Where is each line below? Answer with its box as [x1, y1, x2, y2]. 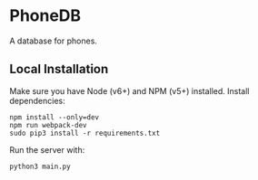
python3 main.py [9, 162, 71, 171]
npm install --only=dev [9, 112, 100, 122]
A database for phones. [9, 35, 98, 46]
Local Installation [9, 62, 109, 77]
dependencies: [9, 95, 65, 106]
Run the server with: [9, 144, 85, 155]
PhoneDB [9, 5, 82, 26]
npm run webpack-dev [9, 120, 88, 129]
